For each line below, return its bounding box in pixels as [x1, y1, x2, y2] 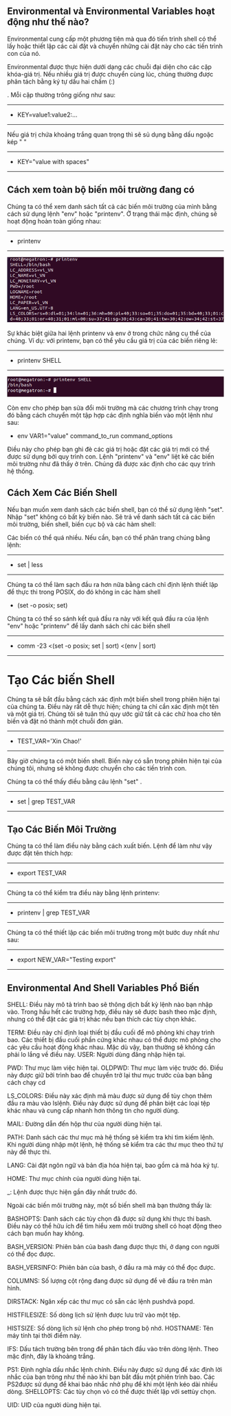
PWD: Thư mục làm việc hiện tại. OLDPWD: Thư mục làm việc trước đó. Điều [7, 1064, 223, 1072]
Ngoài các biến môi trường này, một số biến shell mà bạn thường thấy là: [7, 1201, 212, 1210]
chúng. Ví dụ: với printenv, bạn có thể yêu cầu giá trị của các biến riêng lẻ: [7, 336, 218, 344]
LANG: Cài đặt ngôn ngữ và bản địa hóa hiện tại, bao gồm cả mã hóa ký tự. [7, 1161, 219, 1170]
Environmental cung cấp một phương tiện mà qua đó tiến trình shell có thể [7, 34, 217, 43]
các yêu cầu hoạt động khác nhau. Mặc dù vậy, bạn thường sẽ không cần [7, 1043, 215, 1051]
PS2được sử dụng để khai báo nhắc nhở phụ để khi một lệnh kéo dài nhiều [7, 1380, 218, 1388]
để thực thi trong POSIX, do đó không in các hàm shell [7, 588, 161, 596]
